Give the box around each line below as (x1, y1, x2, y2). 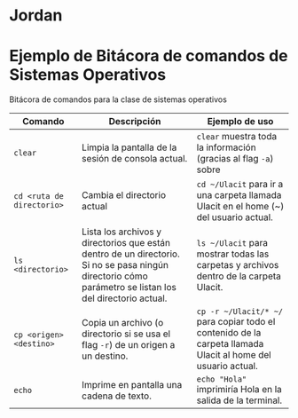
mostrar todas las (196, 248, 270, 260)
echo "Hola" (196, 375, 247, 384)
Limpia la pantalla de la (81, 141, 177, 154)
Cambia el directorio (81, 189, 167, 201)
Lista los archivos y (81, 225, 162, 238)
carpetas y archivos (196, 259, 279, 272)
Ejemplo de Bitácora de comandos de (9, 46, 288, 67)
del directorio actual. (81, 292, 168, 304)
